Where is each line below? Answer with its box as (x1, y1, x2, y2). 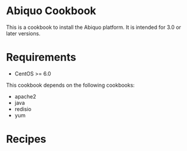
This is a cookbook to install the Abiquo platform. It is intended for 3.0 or (6, 24, 181, 31)
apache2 (14, 93, 36, 100)
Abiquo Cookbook (6, 4, 96, 18)
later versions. (6, 29, 41, 37)
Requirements (6, 51, 76, 64)
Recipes (6, 133, 46, 146)
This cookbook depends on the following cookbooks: (6, 81, 135, 88)
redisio (14, 105, 32, 113)
